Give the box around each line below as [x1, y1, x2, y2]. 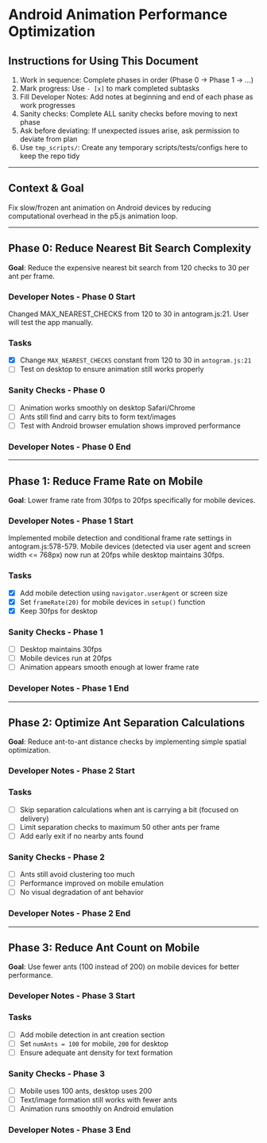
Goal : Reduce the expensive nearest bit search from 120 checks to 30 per [8, 262, 250, 272]
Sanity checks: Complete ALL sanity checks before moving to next [19, 109, 238, 118]
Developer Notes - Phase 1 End [8, 683, 130, 694]
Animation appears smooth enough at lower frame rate [19, 662, 199, 672]
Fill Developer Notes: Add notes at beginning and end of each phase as [19, 92, 253, 101]
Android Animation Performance [8, 6, 228, 24]
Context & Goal [8, 181, 85, 196]
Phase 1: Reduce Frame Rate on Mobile [8, 475, 203, 488]
